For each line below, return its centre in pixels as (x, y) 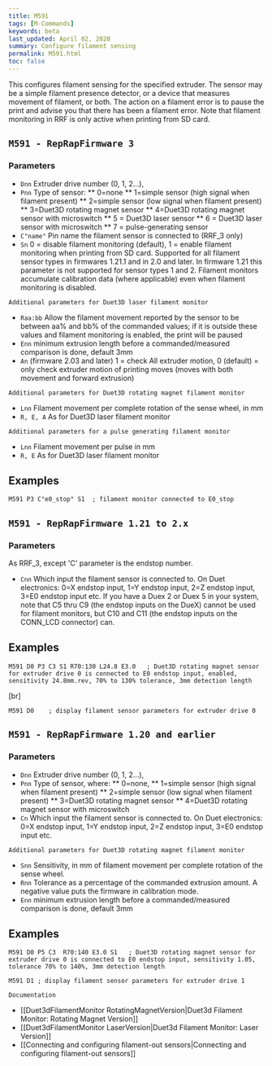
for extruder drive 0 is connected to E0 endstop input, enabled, (123, 673)
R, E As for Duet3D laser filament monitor (90, 455)
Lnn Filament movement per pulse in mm (88, 446)
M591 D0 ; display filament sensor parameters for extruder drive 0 (132, 710)
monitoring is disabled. (58, 287)
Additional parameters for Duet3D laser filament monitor (108, 302)
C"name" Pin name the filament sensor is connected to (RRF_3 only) (132, 235)
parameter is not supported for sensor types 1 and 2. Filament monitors (139, 270)
